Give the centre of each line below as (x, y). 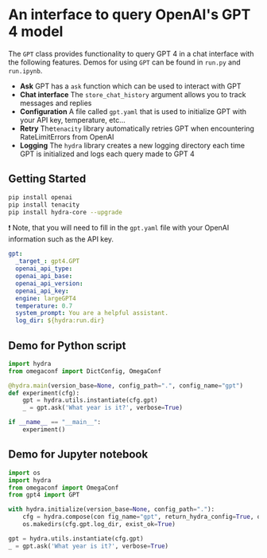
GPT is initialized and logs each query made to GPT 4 (107, 154)
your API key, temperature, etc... (72, 120)
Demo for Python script (67, 346)
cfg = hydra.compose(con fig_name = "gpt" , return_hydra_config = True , (138, 517)
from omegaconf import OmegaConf (64, 488)
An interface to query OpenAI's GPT (130, 15)
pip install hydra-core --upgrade (66, 212)
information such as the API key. (61, 239)
